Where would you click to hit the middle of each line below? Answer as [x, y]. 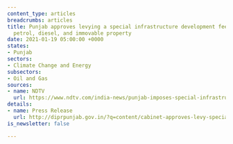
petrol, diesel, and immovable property [72, 33]
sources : [20, 85]
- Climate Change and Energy [49, 65]
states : [18, 46]
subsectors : [24, 72]
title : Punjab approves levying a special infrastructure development [111, 26]
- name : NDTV [26, 91]
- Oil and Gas [28, 78]
